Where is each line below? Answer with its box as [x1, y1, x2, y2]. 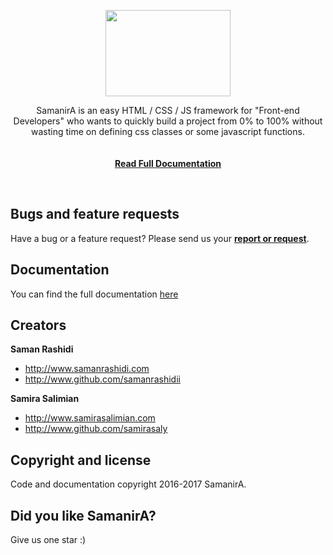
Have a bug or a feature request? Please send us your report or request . [10, 232, 310, 244]
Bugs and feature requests [10, 206, 180, 223]
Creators [10, 317, 67, 334]
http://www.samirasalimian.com [24, 412, 156, 424]
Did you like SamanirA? [10, 507, 157, 524]
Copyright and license [10, 451, 152, 469]
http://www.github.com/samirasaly [24, 423, 168, 435]
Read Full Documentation [114, 158, 222, 169]
